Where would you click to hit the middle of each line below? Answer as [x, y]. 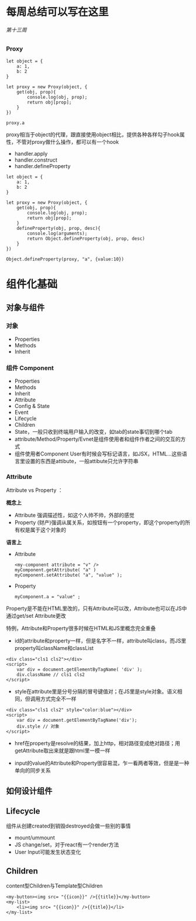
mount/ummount [35, 838]
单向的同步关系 [32, 771]
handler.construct [36, 160]
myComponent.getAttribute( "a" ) [55, 570]
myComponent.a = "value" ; [47, 597]
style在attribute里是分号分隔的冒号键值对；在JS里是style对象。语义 [96, 692]
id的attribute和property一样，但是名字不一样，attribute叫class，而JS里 [100, 641]
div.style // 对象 [38, 726]
